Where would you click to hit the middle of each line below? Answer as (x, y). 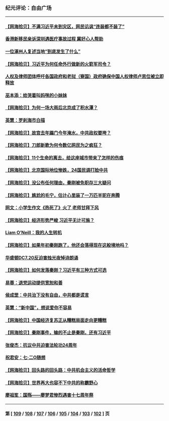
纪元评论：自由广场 (28, 8)
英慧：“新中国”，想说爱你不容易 (38, 307)
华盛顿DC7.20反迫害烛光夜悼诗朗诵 (42, 257)
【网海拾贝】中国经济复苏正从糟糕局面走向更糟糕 (56, 320)
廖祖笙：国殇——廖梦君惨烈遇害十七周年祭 (49, 395)
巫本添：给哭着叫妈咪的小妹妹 (36, 95)
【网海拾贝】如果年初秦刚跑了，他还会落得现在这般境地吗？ (67, 245)
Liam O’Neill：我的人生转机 (33, 233)
